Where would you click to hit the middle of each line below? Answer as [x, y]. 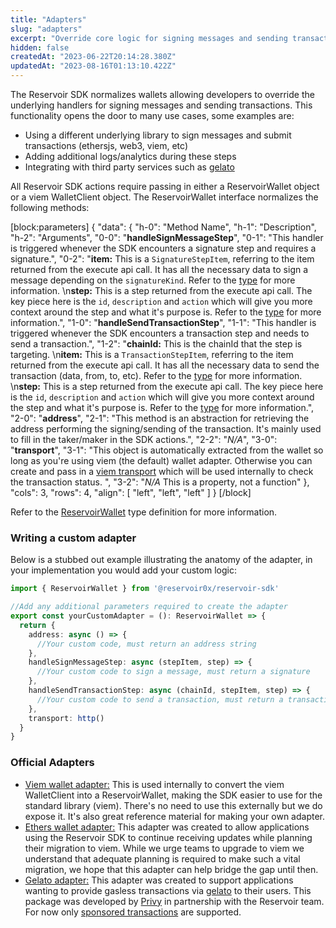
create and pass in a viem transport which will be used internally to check [162, 471]
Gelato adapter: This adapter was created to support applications [159, 880]
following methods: [50, 207]
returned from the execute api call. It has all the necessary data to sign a [159, 269]
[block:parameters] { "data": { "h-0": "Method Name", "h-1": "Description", [163, 227]
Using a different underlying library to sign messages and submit [158, 135]
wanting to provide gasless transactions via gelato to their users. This [168, 890]
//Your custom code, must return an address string [146, 644]
